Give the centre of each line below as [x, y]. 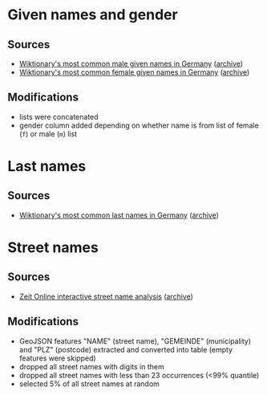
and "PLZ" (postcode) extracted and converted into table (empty [126, 349]
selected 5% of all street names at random [89, 384]
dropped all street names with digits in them [92, 366]
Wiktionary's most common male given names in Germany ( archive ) [131, 63]
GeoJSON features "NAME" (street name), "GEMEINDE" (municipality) [135, 341]
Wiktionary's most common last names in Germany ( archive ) [119, 215]
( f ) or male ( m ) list [48, 133]
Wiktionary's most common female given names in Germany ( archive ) [134, 72]
